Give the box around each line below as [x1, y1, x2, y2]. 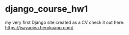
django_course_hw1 [5, 3, 88, 15]
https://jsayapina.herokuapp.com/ [5, 24, 74, 30]
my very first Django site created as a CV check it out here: [5, 19, 125, 25]
